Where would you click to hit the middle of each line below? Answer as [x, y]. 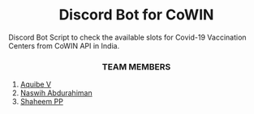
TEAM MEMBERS [136, 66]
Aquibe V [36, 84]
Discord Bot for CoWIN [136, 15]
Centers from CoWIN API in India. [64, 45]
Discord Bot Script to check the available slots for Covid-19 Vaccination [127, 37]
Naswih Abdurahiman [56, 93]
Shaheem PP [41, 102]
